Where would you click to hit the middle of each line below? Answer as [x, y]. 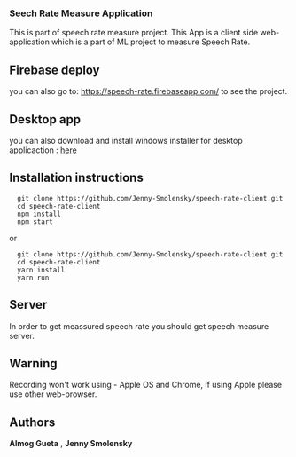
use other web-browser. [53, 394]
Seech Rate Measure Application [81, 13]
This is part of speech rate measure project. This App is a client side [134, 33]
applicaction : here [43, 150]
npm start [35, 221]
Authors [32, 422]
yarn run [33, 278]
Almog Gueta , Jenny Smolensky [71, 444]
